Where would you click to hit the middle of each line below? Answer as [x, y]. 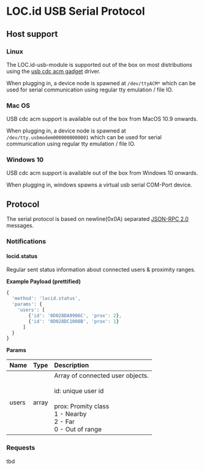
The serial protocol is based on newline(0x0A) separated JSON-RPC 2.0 [97, 219]
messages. [20, 226]
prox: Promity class [81, 406]
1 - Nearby [70, 414]
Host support [32, 34]
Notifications [26, 242]
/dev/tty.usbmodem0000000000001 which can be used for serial [84, 137]
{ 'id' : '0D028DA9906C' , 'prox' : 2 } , [75, 315]
